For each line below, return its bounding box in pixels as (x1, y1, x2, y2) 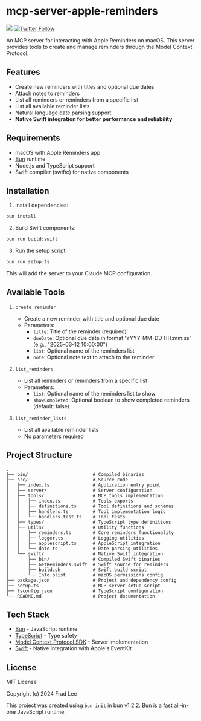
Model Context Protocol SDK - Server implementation (14, 638, 148, 645)
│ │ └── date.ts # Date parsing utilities (6, 546, 158, 552)
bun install (6, 214, 36, 220)
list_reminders (14, 366, 54, 373)
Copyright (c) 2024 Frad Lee (6, 690, 77, 697)
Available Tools (6, 287, 65, 298)
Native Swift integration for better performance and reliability (14, 115, 173, 122)
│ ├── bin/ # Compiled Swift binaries (6, 556, 161, 562)
